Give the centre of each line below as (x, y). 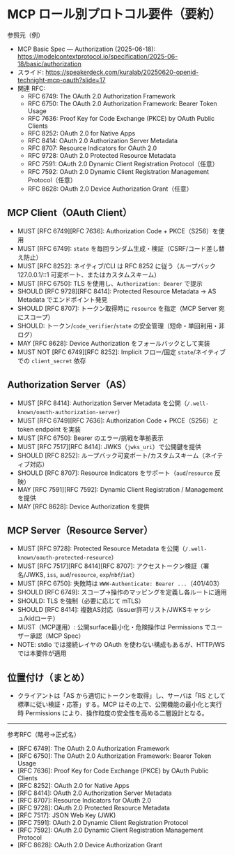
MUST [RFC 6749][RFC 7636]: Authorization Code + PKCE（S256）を (118, 231)
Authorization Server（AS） (69, 385)
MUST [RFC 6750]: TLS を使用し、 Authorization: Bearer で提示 (110, 283)
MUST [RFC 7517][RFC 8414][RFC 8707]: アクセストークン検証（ (110, 566)
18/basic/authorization (49, 64)
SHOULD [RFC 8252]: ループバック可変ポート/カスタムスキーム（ (111, 455)
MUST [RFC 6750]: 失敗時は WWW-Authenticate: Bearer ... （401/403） (120, 583)
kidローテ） (42, 618)
